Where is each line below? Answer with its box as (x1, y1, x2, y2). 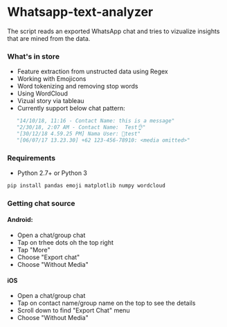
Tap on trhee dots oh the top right (17, 239, 114, 247)
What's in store (7, 51, 60, 61)
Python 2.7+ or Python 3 (17, 169, 88, 177)
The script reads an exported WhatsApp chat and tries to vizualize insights (7, 27, 220, 35)
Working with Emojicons (17, 75, 87, 83)
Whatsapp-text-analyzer (7, 4, 154, 20)
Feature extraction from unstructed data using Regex (17, 67, 168, 76)
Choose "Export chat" (17, 253, 80, 261)
